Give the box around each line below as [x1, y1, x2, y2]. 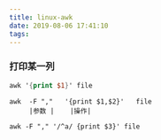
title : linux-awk [9, 12, 73, 22]
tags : [9, 29, 29, 38]
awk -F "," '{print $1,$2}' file [9, 97, 152, 106]
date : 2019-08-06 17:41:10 [9, 21, 109, 30]
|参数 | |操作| [28, 106, 91, 115]
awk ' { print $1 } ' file [9, 81, 93, 89]
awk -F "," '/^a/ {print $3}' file [9, 121, 141, 131]
